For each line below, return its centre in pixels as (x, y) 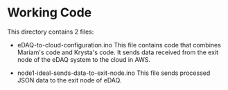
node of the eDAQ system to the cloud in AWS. (84, 59)
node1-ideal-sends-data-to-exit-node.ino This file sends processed (114, 73)
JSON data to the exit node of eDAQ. (69, 80)
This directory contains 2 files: (51, 32)
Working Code (50, 13)
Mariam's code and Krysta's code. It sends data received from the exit (118, 52)
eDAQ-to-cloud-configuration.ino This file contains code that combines (119, 45)
